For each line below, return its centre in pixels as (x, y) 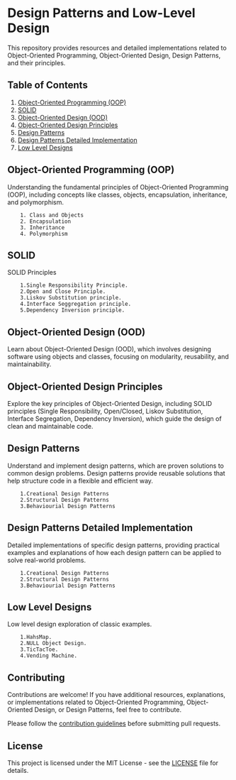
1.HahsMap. (36, 637)
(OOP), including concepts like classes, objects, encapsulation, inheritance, (118, 194)
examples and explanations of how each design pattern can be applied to (114, 552)
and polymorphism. (36, 202)
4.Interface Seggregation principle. (76, 304)
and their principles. (36, 62)
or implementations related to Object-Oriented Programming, (96, 702)
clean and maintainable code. (50, 426)
